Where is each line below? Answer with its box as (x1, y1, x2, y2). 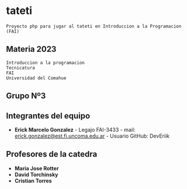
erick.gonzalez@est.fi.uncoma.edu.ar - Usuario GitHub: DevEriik (14, 132, 170, 139)
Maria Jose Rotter (14, 164, 59, 171)
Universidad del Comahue (6, 75, 67, 81)
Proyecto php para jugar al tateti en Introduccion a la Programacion (6, 23, 182, 29)
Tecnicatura (6, 65, 35, 71)
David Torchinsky (14, 171, 58, 178)
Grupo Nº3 (6, 91, 46, 101)
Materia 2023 (6, 44, 57, 54)
